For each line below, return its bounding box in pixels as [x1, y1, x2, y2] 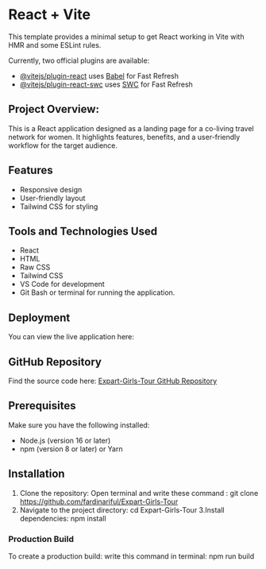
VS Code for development [19, 280, 105, 289]
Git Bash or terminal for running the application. [19, 288, 175, 297]
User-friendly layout [19, 193, 86, 203]
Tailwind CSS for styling [19, 201, 98, 211]
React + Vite [8, 6, 91, 24]
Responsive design [19, 184, 83, 194]
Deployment [8, 311, 71, 324]
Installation [8, 467, 65, 481]
